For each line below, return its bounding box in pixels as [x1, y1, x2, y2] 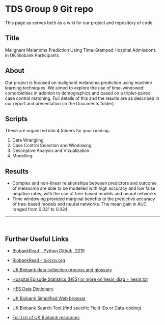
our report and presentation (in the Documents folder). [5, 100, 115, 106]
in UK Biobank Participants [5, 52, 59, 58]
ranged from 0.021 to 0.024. [12, 207, 69, 212]
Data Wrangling [12, 137, 44, 143]
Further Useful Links [5, 235, 69, 243]
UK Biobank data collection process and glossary [12, 267, 112, 272]
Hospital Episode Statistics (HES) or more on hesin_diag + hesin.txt [12, 276, 148, 282]
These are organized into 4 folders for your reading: [5, 128, 110, 134]
